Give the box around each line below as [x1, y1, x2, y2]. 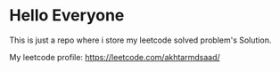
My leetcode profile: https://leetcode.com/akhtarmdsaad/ [9, 51, 220, 62]
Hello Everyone [9, 5, 125, 26]
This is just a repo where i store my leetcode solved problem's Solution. [9, 35, 272, 45]
